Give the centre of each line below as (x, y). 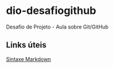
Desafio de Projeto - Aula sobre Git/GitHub (57, 27)
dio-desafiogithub (51, 11)
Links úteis (26, 45)
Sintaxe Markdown (29, 59)
